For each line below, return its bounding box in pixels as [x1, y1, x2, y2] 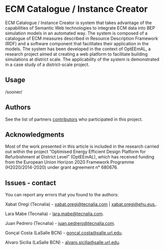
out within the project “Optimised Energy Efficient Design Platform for [5, 149, 146, 155]
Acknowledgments [5, 130, 65, 139]
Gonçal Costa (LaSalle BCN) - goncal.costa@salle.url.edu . [5, 230, 123, 236]
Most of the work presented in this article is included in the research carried [5, 144, 159, 150]
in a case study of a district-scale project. [5, 62, 90, 67]
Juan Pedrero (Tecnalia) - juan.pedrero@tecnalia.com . [5, 220, 116, 226]
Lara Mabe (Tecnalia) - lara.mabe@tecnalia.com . [5, 211, 104, 217]
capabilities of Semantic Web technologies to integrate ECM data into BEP [5, 25, 155, 31]
